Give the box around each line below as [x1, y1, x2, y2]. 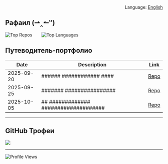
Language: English [124, 4, 163, 10]
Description [78, 61, 106, 68]
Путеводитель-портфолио [5, 46, 92, 55]
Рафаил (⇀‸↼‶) [5, 18, 55, 27]
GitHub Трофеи [5, 127, 55, 135]
